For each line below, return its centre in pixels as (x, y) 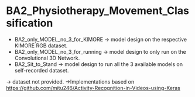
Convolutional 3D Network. (47, 58)
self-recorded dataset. (42, 70)
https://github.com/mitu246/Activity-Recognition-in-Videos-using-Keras (93, 88)
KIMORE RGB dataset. (41, 46)
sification (30, 23)
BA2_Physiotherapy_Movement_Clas (97, 11)
